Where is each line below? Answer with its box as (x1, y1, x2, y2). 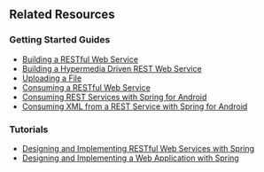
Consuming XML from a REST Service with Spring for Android (21, 101, 248, 112)
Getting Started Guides (9, 34, 111, 46)
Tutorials (9, 123, 49, 136)
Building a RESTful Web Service (21, 53, 139, 65)
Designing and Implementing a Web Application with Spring (21, 152, 239, 163)
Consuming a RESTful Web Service (21, 82, 151, 92)
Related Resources (9, 7, 115, 22)
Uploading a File (21, 73, 82, 83)
